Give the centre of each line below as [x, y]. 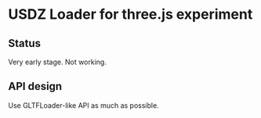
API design [35, 86]
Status [25, 43]
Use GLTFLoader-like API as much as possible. [83, 105]
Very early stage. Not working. [58, 62]
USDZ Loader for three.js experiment [130, 14]
